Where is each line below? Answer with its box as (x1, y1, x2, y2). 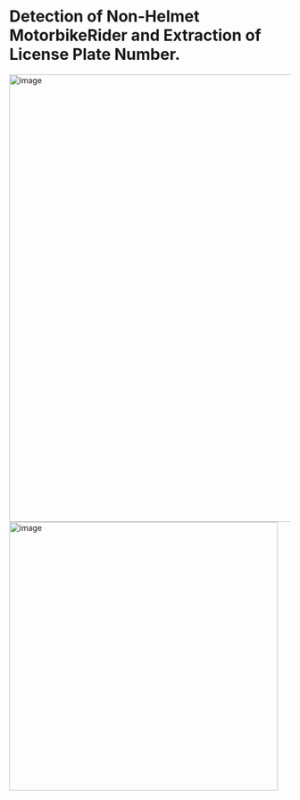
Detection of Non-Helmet (9, 6, 200, 27)
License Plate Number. (9, 45, 180, 64)
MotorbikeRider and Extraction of (9, 25, 262, 46)
